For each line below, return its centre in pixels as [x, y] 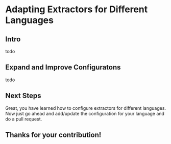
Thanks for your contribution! [53, 135]
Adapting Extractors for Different [77, 9]
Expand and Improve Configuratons [63, 67]
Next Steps [23, 96]
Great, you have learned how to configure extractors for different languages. [86, 108]
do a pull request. [24, 119]
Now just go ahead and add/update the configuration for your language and [85, 113]
